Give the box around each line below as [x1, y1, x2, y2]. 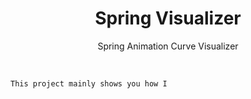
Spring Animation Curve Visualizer [97, 40, 239, 52]
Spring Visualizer [94, 7, 242, 30]
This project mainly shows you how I [10, 78, 168, 89]
